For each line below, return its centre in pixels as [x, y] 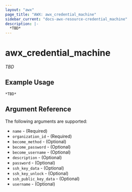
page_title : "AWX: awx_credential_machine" [51, 14]
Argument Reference [38, 109]
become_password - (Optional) [41, 147]
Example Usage [30, 83]
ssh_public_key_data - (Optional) [46, 179]
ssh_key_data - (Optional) [38, 168]
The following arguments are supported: [46, 121]
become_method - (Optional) [39, 141]
